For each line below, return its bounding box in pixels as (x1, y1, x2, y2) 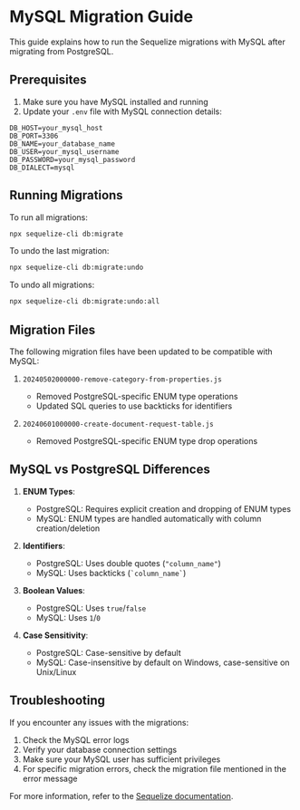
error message (22, 773, 78, 784)
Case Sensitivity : (22, 630, 89, 641)
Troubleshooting (9, 693, 106, 709)
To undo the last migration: (9, 246, 110, 256)
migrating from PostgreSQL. (9, 45, 114, 56)
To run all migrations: (9, 211, 89, 223)
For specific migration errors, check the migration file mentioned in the (22, 763, 287, 774)
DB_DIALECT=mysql (9, 163, 75, 172)
